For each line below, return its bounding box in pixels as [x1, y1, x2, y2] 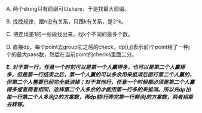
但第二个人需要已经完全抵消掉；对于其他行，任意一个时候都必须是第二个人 [6, 78, 189, 85]
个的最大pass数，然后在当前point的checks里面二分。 [6, 51, 137, 58]
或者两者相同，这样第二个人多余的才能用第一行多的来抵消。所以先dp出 [16, 86, 191, 93]
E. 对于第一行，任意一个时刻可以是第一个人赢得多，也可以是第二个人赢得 [6, 63, 185, 71]
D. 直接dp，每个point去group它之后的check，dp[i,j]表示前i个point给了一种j [6, 44, 190, 50]
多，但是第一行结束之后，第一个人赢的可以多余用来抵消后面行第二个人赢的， [6, 71, 195, 78]
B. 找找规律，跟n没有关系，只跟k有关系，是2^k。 [6, 18, 127, 25]
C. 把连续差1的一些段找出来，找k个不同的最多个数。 [6, 30, 133, 38]
